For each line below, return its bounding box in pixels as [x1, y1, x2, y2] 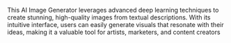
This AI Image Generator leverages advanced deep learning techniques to [7, 6, 219, 14]
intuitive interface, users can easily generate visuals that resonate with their [7, 21, 224, 28]
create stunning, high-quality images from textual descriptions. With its [7, 13, 211, 21]
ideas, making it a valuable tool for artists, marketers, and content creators [7, 28, 221, 36]
